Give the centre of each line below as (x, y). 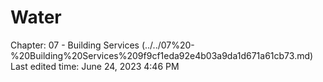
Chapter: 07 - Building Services (75, 45)
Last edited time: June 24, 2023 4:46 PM (95, 66)
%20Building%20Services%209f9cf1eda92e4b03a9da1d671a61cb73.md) (162, 55)
